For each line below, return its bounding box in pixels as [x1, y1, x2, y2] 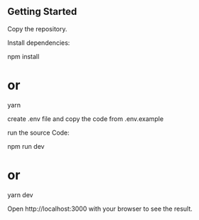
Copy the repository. [7, 24, 68, 33]
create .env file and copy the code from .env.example [7, 114, 164, 123]
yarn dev [7, 190, 33, 199]
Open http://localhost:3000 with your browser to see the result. [7, 204, 193, 213]
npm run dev [7, 142, 45, 150]
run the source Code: [7, 128, 70, 137]
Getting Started [7, 6, 77, 18]
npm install [7, 52, 40, 61]
